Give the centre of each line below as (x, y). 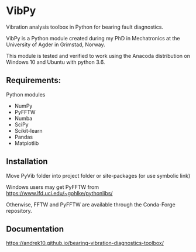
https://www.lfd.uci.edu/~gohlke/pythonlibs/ (59, 193)
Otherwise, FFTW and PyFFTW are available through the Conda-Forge (91, 204)
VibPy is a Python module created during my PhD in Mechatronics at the (93, 38)
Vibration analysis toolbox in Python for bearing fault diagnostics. (85, 27)
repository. (19, 210)
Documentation (35, 229)
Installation (27, 162)
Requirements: (34, 80)
